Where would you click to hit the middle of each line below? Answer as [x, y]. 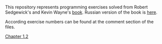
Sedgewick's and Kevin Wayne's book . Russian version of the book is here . [81, 12]
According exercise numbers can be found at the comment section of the [80, 22]
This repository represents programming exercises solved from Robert [77, 7]
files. [10, 27]
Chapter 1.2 [17, 36]
